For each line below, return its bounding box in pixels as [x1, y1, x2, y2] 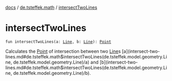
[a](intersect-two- [122, 48, 160, 54]
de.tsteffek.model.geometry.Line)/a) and [13, 59, 99, 65]
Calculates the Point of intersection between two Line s [5, 48, 121, 54]
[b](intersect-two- [99, 59, 138, 65]
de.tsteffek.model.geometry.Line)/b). [13, 70, 91, 76]
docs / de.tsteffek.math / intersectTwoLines [5, 5, 98, 10]
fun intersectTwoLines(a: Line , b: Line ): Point [5, 39, 111, 44]
